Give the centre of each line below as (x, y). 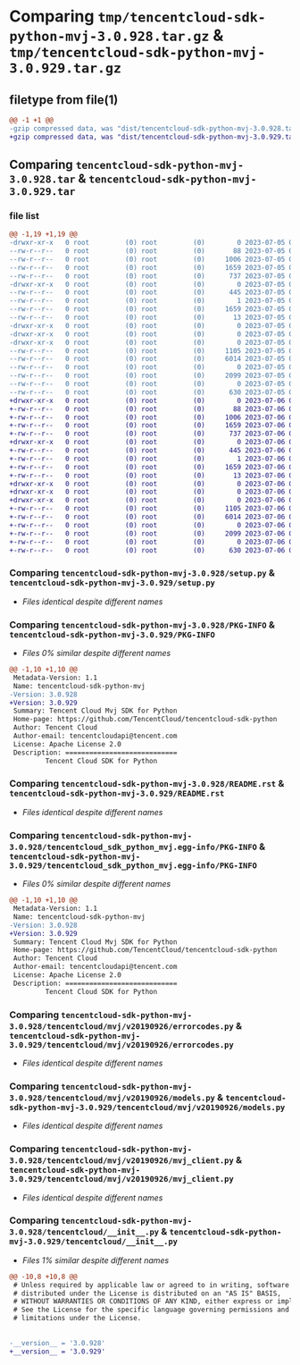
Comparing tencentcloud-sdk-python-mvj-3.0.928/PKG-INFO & (142, 625)
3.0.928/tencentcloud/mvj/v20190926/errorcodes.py (121, 1026)
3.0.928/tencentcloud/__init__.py (84, 1232)
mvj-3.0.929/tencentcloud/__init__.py (94, 1242)
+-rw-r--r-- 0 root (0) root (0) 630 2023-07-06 (147, 550)
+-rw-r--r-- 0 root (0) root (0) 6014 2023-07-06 (147, 517)
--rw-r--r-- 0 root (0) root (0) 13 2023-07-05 (147, 318)
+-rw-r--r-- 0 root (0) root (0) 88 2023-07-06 (147, 409)
